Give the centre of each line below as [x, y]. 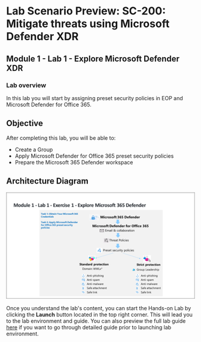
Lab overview [26, 85]
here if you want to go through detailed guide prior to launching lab [89, 327]
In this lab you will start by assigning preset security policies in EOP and [95, 98]
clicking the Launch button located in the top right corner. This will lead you [100, 314]
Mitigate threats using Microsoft [88, 24]
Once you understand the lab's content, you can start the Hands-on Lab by [99, 308]
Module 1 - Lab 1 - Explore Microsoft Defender [93, 58]
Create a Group [34, 149]
